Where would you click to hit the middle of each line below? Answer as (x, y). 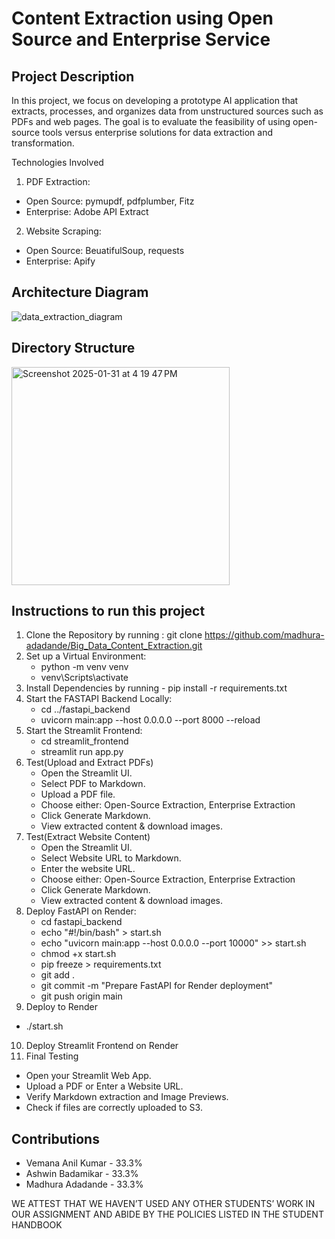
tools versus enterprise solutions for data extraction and (157, 132)
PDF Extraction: (58, 181)
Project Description (73, 76)
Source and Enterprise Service (141, 39)
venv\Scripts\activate (84, 678)
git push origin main (81, 996)
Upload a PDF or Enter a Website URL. (104, 1086)
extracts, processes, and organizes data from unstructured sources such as (167, 111)
